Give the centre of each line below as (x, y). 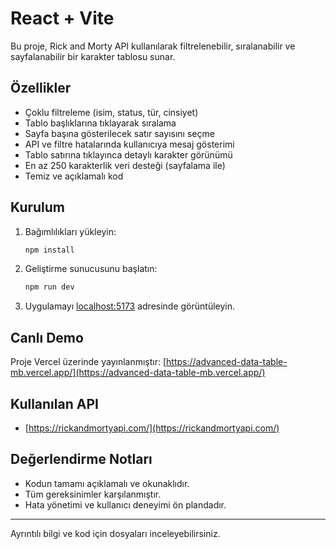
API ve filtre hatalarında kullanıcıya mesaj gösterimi (129, 144)
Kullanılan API (54, 403)
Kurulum (38, 207)
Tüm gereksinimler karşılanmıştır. (93, 494)
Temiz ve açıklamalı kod (74, 176)
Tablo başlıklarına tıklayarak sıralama (100, 123)
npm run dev (49, 287)
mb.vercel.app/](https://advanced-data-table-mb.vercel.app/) (138, 373)
